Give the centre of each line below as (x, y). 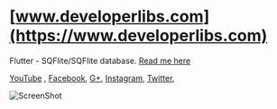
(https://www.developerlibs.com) (138, 36)
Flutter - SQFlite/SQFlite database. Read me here (100, 60)
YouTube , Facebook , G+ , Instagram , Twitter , (92, 77)
